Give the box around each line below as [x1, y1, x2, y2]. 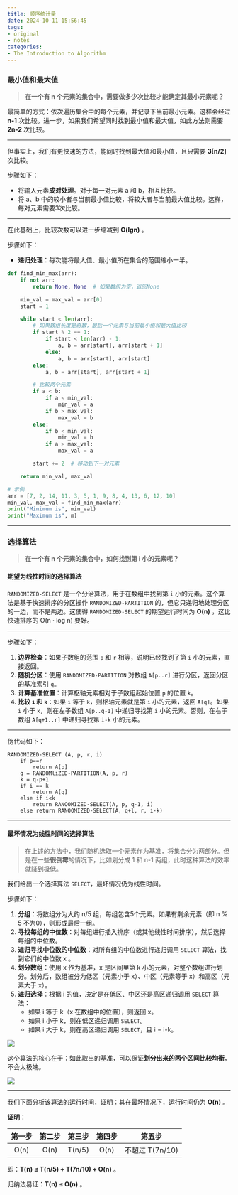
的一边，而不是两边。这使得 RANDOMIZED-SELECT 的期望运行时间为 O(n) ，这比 [7, 607, 231, 616]
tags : [7, 23, 23, 31]
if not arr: [20, 277, 55, 284]
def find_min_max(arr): [7, 270, 78, 277]
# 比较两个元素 [33, 381, 71, 388]
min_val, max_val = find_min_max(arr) [7, 499, 122, 506]
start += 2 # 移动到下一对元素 [33, 460, 120, 468]
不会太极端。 [7, 1062, 45, 1071]
